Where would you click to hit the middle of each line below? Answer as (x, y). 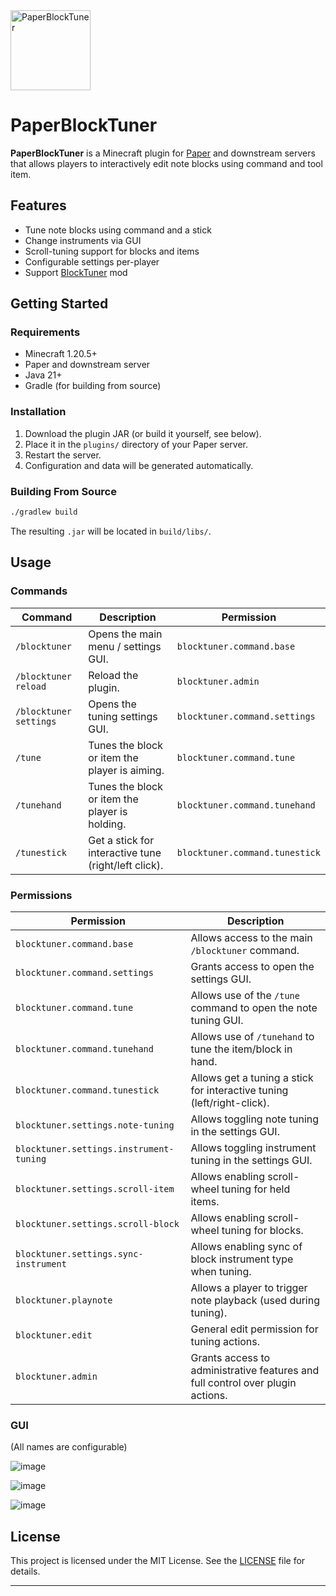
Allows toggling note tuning (255, 1119)
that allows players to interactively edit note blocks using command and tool (166, 163)
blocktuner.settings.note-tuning (95, 1125)
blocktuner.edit (54, 1335)
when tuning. (221, 1271)
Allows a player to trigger (249, 1287)
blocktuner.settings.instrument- (95, 1148)
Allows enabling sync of (246, 1246)
